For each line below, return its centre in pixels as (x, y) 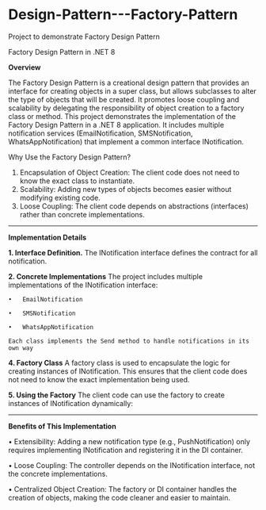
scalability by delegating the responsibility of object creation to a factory (126, 108)
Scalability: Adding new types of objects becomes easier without (125, 189)
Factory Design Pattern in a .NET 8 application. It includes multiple (116, 125)
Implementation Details (47, 237)
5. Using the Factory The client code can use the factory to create (117, 395)
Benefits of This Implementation (62, 426)
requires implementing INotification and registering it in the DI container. (126, 450)
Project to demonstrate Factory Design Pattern (84, 36)
